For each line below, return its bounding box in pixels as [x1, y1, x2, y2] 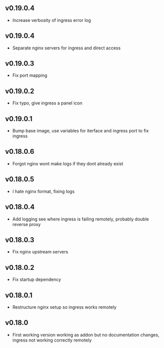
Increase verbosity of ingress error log [12, 17, 91, 23]
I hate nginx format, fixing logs [12, 188, 75, 194]
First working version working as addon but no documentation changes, [12, 332, 160, 338]
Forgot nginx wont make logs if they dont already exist [12, 160, 123, 166]
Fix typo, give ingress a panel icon [12, 100, 83, 106]
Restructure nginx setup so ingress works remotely [12, 304, 117, 310]
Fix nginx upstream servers [12, 249, 68, 255]
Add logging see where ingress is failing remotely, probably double [12, 216, 149, 222]
